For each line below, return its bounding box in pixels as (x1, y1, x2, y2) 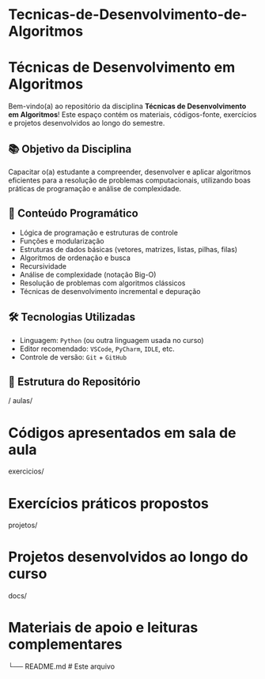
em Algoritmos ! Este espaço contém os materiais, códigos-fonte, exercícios (8, 110, 257, 119)
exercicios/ (8, 466, 44, 476)
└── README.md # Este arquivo (8, 662, 115, 671)
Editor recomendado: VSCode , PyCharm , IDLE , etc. (19, 344, 176, 353)
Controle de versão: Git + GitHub (19, 352, 127, 361)
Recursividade (19, 261, 67, 270)
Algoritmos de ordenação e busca (19, 253, 131, 262)
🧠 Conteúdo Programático (8, 207, 138, 221)
